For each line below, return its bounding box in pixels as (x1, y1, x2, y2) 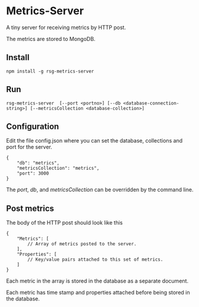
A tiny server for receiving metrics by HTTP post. (6, 24, 127, 31)
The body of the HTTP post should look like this (6, 219, 123, 226)
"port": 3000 (17, 170, 49, 176)
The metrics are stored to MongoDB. (6, 35, 96, 42)
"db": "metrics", (17, 160, 60, 166)
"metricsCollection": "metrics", (17, 165, 100, 172)
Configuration (6, 121, 59, 131)
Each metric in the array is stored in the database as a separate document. (6, 277, 189, 284)
